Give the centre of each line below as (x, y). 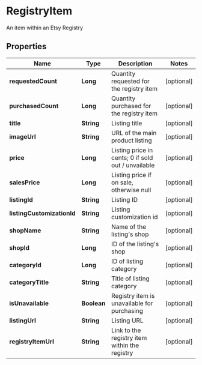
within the (125, 345)
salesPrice (25, 182)
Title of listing (130, 279)
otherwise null (131, 190)
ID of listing (127, 261)
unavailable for (132, 303)
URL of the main (134, 133)
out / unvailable (133, 165)
